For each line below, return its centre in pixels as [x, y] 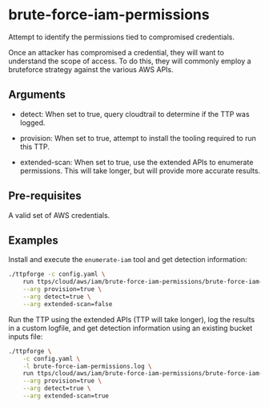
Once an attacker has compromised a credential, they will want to [116, 52]
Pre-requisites [45, 196]
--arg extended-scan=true [66, 396]
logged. [32, 123]
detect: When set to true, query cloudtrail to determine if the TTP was [134, 114]
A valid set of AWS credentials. [59, 215]
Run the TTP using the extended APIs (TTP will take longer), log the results [132, 319]
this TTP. [34, 147]
